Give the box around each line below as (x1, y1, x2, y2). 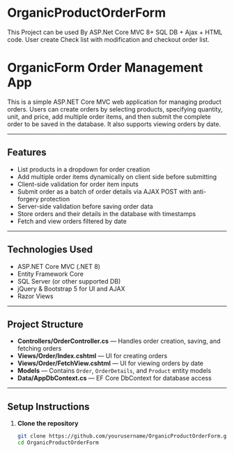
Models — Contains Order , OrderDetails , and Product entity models (17, 367, 212, 375)
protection (40, 194, 70, 203)
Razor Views (17, 291, 54, 300)
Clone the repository (17, 420, 79, 428)
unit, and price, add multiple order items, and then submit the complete (7, 112, 211, 121)
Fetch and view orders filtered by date (17, 217, 127, 225)
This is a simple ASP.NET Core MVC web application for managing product (7, 98, 221, 106)
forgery (17, 194, 40, 203)
